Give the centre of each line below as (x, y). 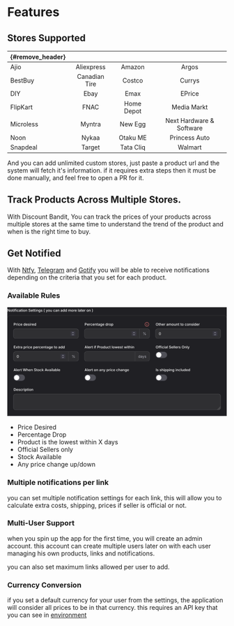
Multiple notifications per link (58, 483)
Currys (190, 80)
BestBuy (22, 80)
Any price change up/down (56, 465)
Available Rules (34, 296)
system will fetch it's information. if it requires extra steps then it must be (112, 170)
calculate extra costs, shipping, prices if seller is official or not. (97, 505)
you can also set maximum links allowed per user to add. (88, 567)
